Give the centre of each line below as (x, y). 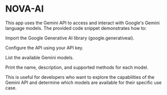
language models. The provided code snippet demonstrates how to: (76, 28)
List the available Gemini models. (40, 57)
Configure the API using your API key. (44, 47)
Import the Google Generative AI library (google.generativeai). (70, 38)
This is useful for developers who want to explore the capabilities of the (80, 77)
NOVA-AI (25, 9)
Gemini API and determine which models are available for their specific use (83, 82)
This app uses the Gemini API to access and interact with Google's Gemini (82, 23)
